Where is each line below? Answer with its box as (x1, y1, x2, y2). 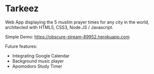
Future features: (5, 43, 38, 49)
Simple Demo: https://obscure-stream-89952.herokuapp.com (5, 34, 130, 40)
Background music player (12, 58, 64, 64)
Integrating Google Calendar (12, 52, 70, 59)
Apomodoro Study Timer (12, 63, 62, 69)
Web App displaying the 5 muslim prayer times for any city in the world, (5, 19, 150, 25)
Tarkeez (5, 3, 39, 14)
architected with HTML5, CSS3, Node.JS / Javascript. (5, 24, 114, 30)
